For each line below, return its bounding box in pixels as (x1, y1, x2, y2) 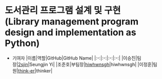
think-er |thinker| (18, 67, 53, 74)
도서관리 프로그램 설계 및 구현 (5, 5, 121, 16)
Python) (5, 38, 40, 49)
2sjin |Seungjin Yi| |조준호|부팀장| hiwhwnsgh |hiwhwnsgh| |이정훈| (18, 61, 153, 67)
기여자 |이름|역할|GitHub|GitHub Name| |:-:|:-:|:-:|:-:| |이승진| (12, 55, 137, 61)
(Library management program (5, 16, 139, 28)
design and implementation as (5, 27, 136, 38)
